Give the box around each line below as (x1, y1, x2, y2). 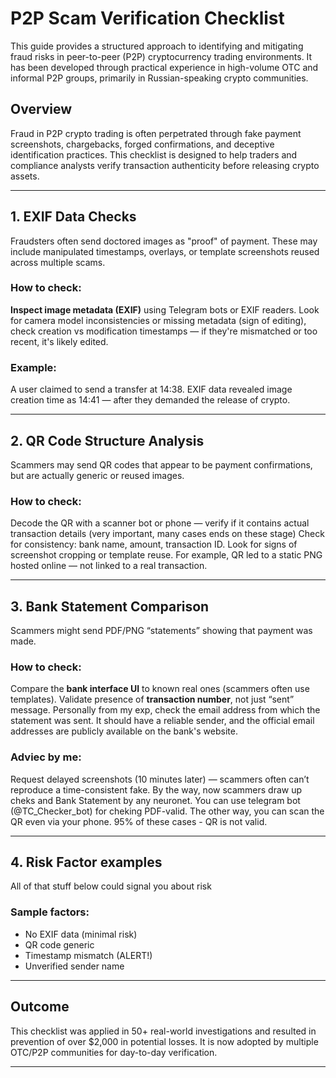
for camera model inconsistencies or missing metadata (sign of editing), (10, 314, 307, 326)
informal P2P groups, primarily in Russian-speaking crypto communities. (10, 72, 309, 84)
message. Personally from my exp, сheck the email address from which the (10, 704, 321, 716)
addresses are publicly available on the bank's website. (10, 725, 238, 737)
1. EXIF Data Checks (10, 208, 137, 226)
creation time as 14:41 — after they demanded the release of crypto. (10, 394, 291, 406)
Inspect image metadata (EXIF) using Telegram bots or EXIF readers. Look (10, 303, 320, 316)
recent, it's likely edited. (10, 335, 109, 347)
